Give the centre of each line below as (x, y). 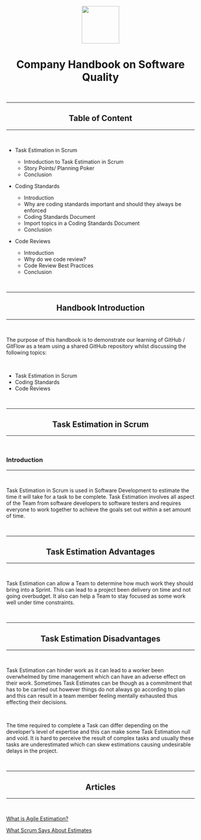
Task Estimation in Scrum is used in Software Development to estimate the (98, 490)
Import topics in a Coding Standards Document (82, 223)
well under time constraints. (40, 603)
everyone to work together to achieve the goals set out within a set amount (99, 509)
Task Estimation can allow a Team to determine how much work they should (100, 583)
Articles (100, 787)
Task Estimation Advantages (100, 552)
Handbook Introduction (100, 308)
